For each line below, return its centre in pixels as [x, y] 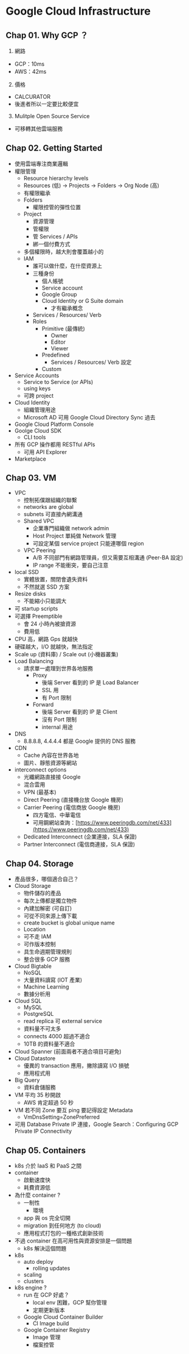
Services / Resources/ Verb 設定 [91, 362]
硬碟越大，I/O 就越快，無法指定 [54, 647]
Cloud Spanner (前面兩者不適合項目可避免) [68, 1052]
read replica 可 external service [63, 1021]
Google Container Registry [57, 1330]
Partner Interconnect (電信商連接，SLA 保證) [79, 844]
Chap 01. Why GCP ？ [47, 35]
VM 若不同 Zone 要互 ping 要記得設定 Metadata [74, 1110]
